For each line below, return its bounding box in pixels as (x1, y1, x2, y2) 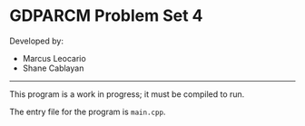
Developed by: (9, 35, 64, 46)
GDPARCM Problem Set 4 (9, 5, 203, 26)
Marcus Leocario (22, 53, 86, 63)
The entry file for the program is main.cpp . (9, 106, 166, 117)
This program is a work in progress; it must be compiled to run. (9, 88, 245, 100)
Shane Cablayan (22, 63, 84, 73)
